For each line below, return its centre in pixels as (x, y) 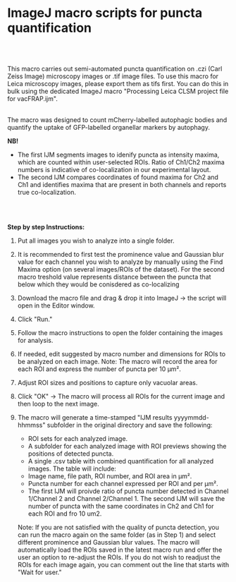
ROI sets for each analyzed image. (78, 438)
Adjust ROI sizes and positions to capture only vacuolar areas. (107, 382)
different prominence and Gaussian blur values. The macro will (108, 542)
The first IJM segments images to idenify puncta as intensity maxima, (118, 154)
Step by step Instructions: (46, 226)
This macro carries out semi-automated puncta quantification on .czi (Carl (115, 68)
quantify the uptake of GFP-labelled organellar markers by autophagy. (108, 127)
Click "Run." (35, 319)
